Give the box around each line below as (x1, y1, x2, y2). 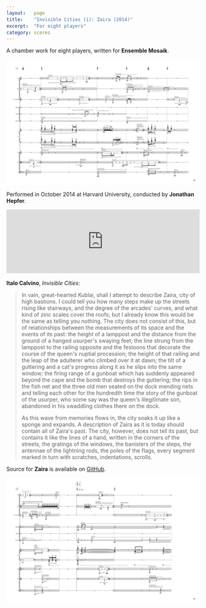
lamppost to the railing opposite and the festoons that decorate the (21, 344, 191, 351)
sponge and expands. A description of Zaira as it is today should (21, 421, 185, 428)
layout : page (6, 10, 45, 16)
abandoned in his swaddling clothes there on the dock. (21, 403, 161, 410)
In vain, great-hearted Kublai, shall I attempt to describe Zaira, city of (21, 291, 196, 299)
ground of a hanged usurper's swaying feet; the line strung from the (21, 337, 194, 344)
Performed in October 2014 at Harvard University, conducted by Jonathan (6, 191, 194, 198)
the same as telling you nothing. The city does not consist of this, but (21, 317, 196, 325)
